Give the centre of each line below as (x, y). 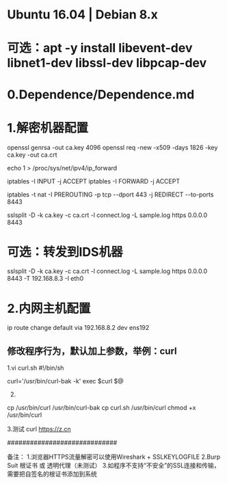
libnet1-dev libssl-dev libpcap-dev (107, 63)
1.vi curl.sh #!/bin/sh (36, 368)
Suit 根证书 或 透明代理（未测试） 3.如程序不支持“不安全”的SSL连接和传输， (113, 466)
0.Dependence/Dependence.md (101, 94)
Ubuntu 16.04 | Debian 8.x (83, 15)
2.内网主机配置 (49, 308)
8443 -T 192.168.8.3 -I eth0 (45, 279)
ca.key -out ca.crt (32, 155)
